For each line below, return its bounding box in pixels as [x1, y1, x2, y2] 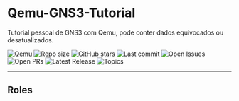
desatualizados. [7, 35, 54, 44]
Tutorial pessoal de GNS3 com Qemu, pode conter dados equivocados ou [7, 28, 224, 37]
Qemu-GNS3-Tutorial [7, 5, 136, 21]
